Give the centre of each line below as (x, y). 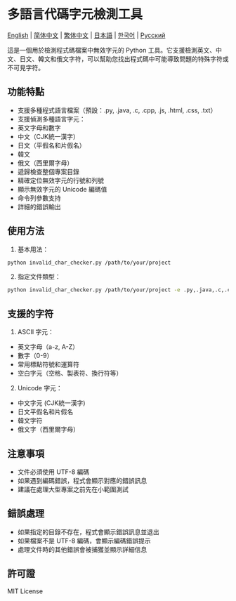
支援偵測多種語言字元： (51, 119)
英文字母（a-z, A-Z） (48, 347)
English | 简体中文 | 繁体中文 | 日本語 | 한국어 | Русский (86, 35)
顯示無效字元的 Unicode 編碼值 (62, 189)
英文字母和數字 (39, 128)
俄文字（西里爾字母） (48, 430)
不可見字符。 (26, 67)
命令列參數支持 (39, 198)
